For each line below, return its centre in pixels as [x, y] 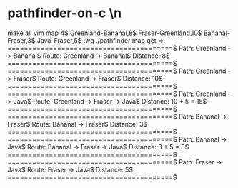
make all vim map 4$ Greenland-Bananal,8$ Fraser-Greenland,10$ [105, 33]
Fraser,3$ [21, 40]
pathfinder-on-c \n [65, 13]
